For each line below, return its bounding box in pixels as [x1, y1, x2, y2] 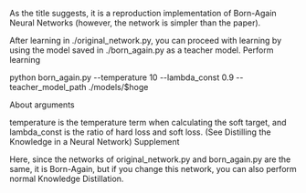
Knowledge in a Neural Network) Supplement [9, 137, 180, 147]
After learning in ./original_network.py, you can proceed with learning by [9, 36, 281, 46]
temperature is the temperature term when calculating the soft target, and [9, 117, 287, 127]
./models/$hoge [88, 82, 149, 92]
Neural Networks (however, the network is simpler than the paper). [9, 17, 261, 28]
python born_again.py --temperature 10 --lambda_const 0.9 [9, 72, 235, 83]
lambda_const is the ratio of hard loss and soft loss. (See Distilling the [9, 127, 271, 137]
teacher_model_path [9, 82, 87, 92]
